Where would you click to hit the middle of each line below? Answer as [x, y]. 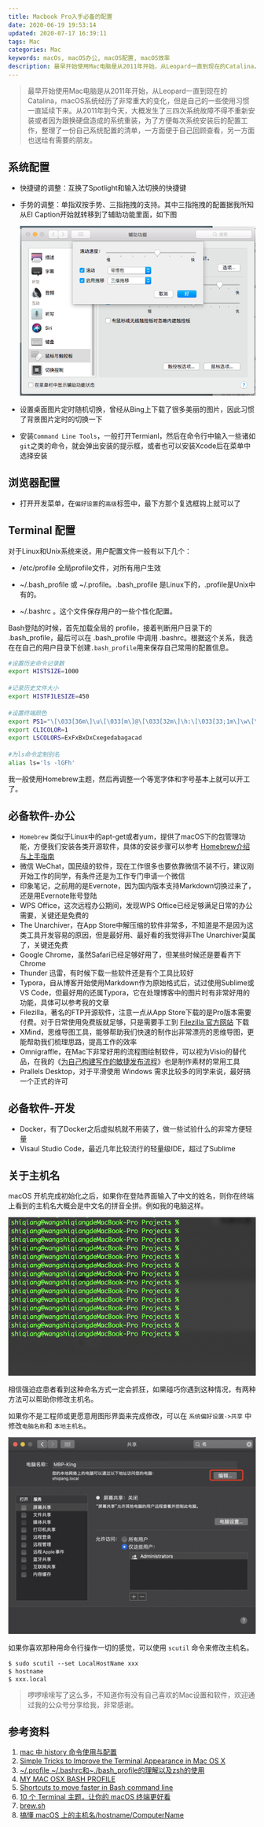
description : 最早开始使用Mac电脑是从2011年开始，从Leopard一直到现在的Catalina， [134, 67]
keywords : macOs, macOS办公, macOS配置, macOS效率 [89, 58]
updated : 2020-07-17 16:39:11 [58, 33]
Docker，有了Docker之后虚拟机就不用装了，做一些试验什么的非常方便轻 [136, 1128]
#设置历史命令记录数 [37, 663]
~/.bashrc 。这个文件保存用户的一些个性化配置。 [98, 611]
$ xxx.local [27, 1679]
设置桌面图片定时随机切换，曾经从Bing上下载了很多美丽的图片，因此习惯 [137, 409]
